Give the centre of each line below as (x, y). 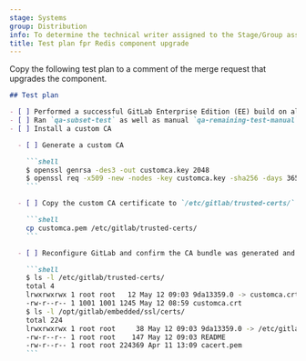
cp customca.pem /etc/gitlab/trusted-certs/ (112, 228)
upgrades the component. (58, 79)
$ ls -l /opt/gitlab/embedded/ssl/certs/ (105, 311)
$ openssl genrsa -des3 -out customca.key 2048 (117, 170)
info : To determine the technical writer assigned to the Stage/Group (146, 35)
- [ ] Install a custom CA (61, 128)
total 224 (45, 320)
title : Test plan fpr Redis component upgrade (99, 43)
